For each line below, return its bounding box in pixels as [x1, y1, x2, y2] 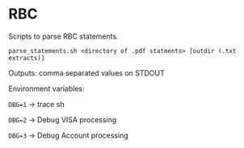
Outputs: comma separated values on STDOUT [8, 68, 165, 77]
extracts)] [8, 54, 45, 62]
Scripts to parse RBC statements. [8, 31, 119, 41]
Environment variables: [8, 84, 85, 93]
